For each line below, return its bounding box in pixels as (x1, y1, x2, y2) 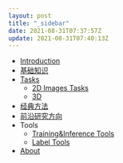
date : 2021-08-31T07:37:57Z (8, 26, 102, 35)
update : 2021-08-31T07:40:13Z (8, 34, 109, 43)
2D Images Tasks (31, 84, 89, 93)
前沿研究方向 (19, 112, 62, 121)
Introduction (19, 56, 61, 66)
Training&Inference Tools (31, 129, 114, 139)
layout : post (8, 11, 52, 20)
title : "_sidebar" (8, 19, 69, 27)
